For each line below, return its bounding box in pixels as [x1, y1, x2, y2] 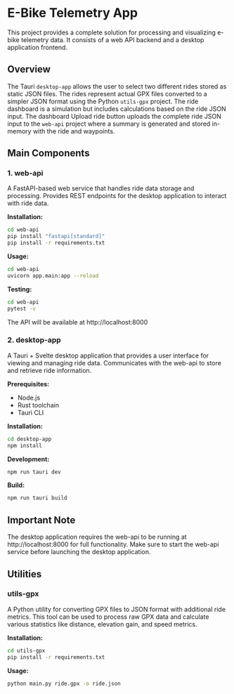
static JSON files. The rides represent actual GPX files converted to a [7, 89, 207, 98]
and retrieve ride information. [7, 366, 92, 374]
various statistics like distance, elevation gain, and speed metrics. [7, 620, 197, 628]
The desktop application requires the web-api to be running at [7, 532, 188, 542]
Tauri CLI [17, 408, 44, 417]
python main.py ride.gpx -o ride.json [7, 680, 121, 687]
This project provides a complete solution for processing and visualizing [7, 28, 216, 37]
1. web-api [7, 169, 44, 178]
